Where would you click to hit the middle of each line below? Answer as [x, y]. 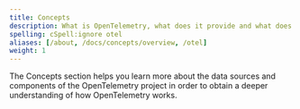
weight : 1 [28, 51]
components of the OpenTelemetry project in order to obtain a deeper [139, 86]
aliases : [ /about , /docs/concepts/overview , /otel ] [108, 42]
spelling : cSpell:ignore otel [66, 34]
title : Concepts [40, 17]
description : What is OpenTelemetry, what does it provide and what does [151, 26]
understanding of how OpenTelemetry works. [93, 96]
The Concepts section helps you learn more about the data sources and [143, 76]
